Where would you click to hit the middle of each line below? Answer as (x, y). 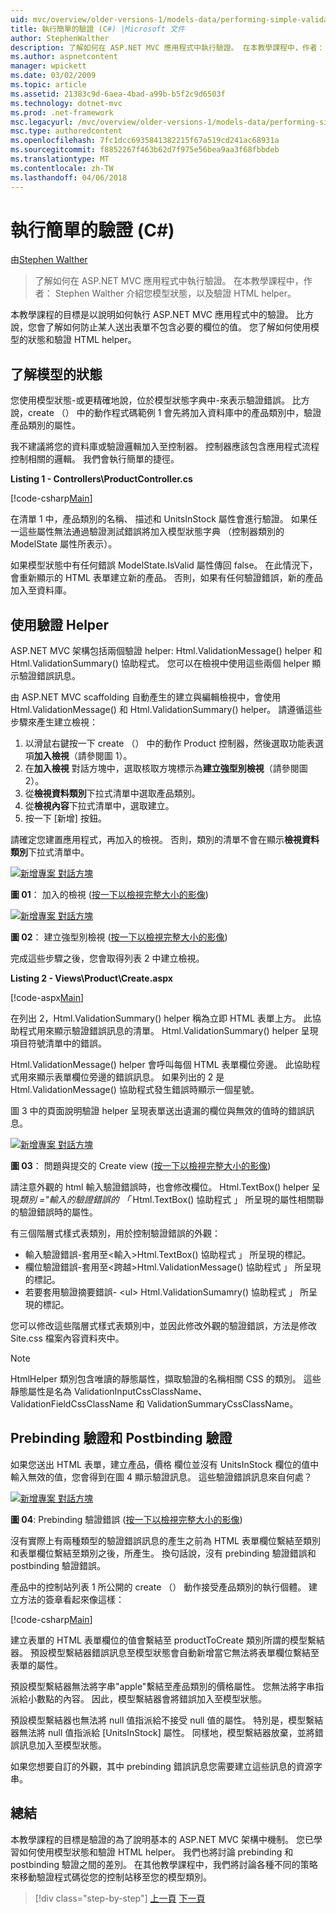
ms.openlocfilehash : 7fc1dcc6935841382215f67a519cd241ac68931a (145, 141)
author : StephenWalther (60, 38)
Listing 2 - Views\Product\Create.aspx (91, 978)
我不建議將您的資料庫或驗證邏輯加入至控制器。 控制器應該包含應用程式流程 (165, 447)
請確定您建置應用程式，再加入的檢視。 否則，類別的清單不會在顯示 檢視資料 (165, 840)
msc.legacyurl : (42, 122)
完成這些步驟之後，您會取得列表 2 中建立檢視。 (107, 958)
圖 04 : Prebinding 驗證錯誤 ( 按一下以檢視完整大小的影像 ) (126, 1519)
